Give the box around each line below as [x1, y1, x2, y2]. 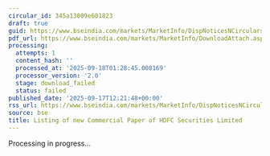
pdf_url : [8, 34, 38, 43]
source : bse [8, 109, 48, 117]
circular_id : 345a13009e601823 [8, 11, 113, 20]
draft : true [8, 19, 48, 27]
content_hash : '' [15, 57, 74, 65]
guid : [8, 27, 27, 35]
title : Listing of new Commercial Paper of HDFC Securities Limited [8, 117, 243, 125]
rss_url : [8, 101, 38, 109]
